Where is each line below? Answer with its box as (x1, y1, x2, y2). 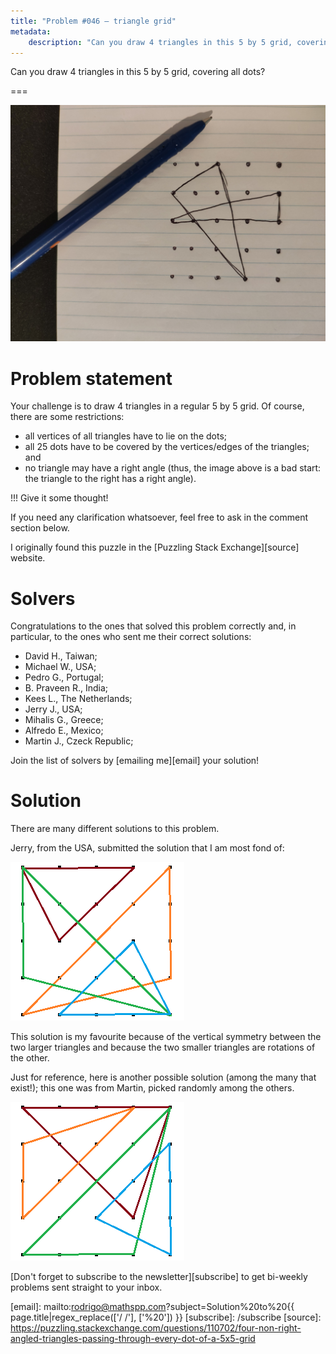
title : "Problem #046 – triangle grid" (10, 16, 177, 26)
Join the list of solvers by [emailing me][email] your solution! (10, 755, 260, 767)
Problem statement (10, 367, 173, 390)
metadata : (10, 26, 52, 37)
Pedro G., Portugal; (24, 671, 104, 684)
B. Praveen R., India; (24, 682, 109, 694)
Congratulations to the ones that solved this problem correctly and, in (10, 620, 297, 632)
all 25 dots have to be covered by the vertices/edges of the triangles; (24, 441, 310, 453)
